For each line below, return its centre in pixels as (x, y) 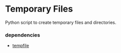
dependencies (23, 35)
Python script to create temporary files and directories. (61, 22)
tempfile (21, 46)
